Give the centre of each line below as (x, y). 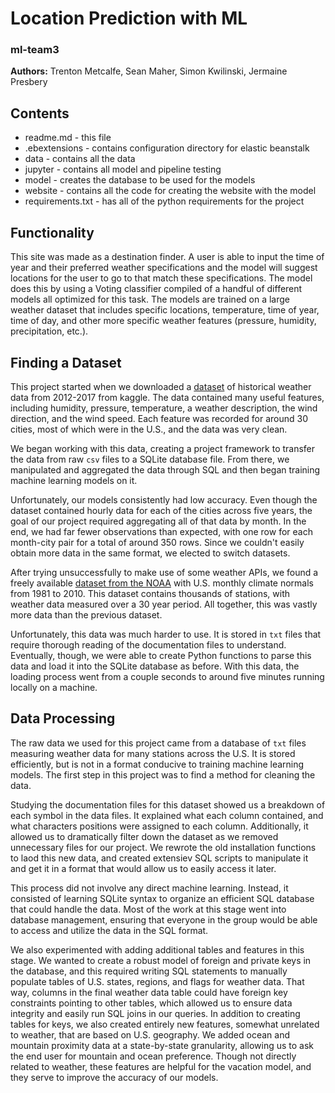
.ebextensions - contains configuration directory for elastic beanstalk (167, 148)
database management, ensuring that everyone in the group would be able (164, 919)
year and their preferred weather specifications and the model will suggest (164, 268)
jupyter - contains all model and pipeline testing (123, 169)
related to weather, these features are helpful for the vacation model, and (161, 1066)
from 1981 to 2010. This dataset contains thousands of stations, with (150, 593)
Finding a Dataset (66, 362)
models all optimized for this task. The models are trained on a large (150, 299)
